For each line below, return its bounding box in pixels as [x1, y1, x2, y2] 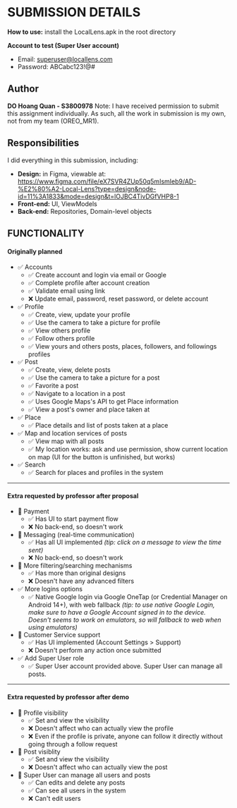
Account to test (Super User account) [7, 41, 120, 49]
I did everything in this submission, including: [7, 156, 139, 164]
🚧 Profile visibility [17, 708, 68, 717]
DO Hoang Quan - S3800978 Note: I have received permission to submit [7, 102, 219, 110]
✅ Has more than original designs [28, 569, 126, 577]
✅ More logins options [17, 585, 83, 593]
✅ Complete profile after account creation [28, 279, 150, 287]
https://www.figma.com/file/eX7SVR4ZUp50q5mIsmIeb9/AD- [17, 177, 197, 186]
